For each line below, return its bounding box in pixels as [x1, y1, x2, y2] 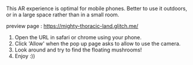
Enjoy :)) [14, 53, 35, 59]
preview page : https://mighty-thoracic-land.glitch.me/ [6, 23, 139, 29]
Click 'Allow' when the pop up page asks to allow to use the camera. [14, 40, 181, 47]
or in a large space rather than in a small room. [6, 11, 120, 18]
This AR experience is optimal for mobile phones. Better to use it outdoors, [6, 5, 188, 12]
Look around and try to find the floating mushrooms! [14, 46, 142, 53]
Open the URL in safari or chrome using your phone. [14, 34, 142, 40]
